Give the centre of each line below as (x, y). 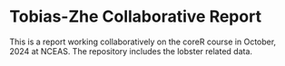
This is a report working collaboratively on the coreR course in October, (143, 42)
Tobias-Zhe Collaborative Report (135, 17)
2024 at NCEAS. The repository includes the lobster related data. (131, 51)
